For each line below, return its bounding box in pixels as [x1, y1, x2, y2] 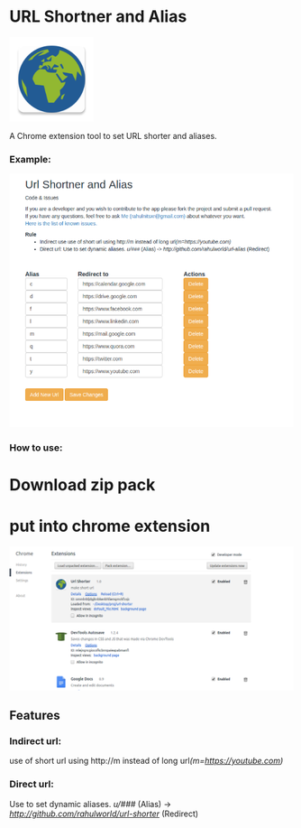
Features [9, 707, 60, 723]
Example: [9, 153, 51, 165]
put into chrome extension [9, 516, 211, 536]
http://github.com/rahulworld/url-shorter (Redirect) [9, 808, 199, 819]
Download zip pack [9, 475, 156, 496]
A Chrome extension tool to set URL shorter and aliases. [9, 130, 218, 141]
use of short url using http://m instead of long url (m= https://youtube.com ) [9, 756, 284, 767]
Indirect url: [9, 734, 62, 747]
